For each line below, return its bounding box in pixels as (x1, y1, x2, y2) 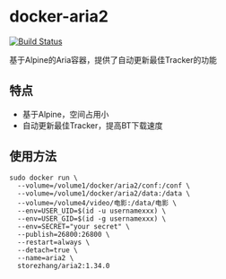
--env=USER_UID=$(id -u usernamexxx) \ (17, 206, 167, 215)
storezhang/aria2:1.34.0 (17, 261, 110, 270)
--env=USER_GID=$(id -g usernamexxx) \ (17, 214, 167, 223)
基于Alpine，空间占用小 (22, 109, 109, 119)
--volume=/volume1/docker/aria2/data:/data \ (17, 188, 191, 198)
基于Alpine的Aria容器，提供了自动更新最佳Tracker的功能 (9, 54, 217, 65)
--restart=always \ (17, 238, 91, 247)
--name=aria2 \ (17, 253, 74, 262)
